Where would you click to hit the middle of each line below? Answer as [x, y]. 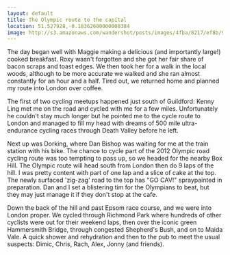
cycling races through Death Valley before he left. [109, 131]
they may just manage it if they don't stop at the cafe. [82, 195]
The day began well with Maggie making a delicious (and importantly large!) [114, 52]
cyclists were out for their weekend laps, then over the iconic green [102, 222]
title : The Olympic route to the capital [67, 20]
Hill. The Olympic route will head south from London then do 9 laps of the [111, 165]
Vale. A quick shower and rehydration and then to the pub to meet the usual [114, 237]
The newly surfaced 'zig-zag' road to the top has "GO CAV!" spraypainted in [115, 180]
